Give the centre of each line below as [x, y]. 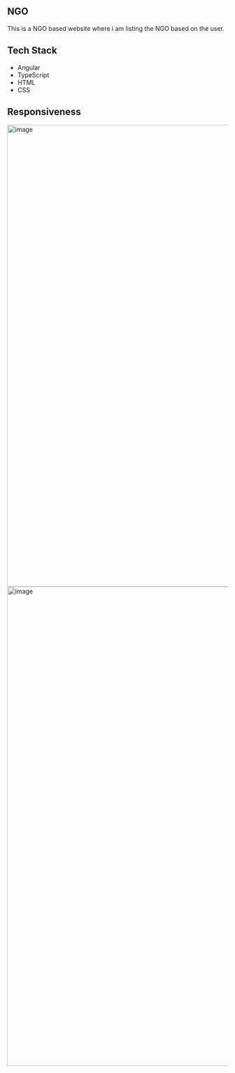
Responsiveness [44, 112]
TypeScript [33, 75]
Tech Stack [32, 51]
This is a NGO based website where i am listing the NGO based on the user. [116, 28]
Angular [29, 67]
